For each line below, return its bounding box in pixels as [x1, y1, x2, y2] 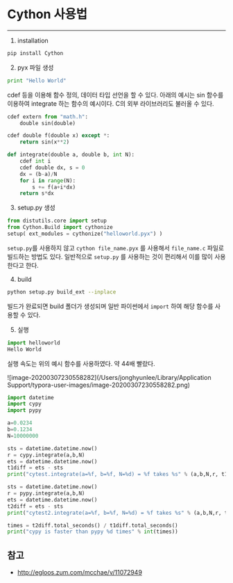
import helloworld [7, 339, 60, 346]
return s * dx [19, 190, 54, 197]
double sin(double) [19, 120, 76, 127]
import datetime [7, 394, 54, 401]
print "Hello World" [7, 77, 67, 84]
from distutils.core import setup [7, 217, 107, 225]
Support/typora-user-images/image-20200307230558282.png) [7, 381, 191, 389]
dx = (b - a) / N [19, 170, 58, 177]
